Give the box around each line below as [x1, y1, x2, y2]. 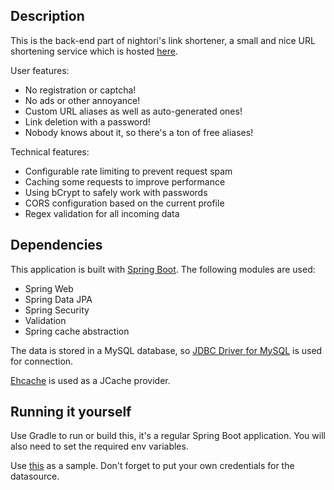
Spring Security [24, 304, 90, 316]
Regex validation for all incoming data [24, 207, 180, 219]
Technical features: [10, 145, 90, 158]
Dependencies [10, 237, 103, 254]
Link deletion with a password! [24, 115, 151, 128]
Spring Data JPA [24, 293, 93, 305]
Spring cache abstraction [24, 325, 130, 337]
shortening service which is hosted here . [10, 45, 178, 57]
